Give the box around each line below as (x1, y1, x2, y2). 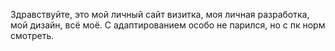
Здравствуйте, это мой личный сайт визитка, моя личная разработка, (10, 9, 310, 20)
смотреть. (10, 30, 55, 41)
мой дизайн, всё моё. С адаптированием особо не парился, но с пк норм (10, 19, 326, 31)
